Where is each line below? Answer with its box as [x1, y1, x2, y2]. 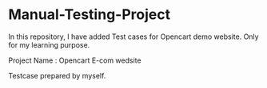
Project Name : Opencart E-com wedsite [8, 55, 141, 65]
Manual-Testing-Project [8, 6, 170, 24]
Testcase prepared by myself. [8, 71, 106, 80]
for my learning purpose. [8, 40, 90, 49]
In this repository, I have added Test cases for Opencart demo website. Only [8, 32, 259, 41]
